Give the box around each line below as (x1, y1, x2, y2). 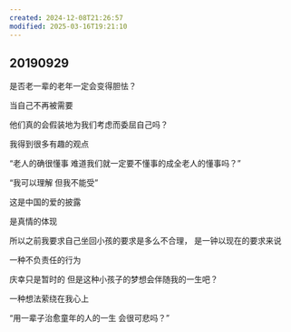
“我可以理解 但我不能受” (9, 177, 99, 188)
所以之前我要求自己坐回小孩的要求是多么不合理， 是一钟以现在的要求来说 (9, 236, 282, 246)
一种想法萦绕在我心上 (9, 293, 89, 305)
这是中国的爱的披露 (9, 196, 82, 207)
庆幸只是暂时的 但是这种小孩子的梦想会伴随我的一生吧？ (9, 274, 218, 285)
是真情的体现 (9, 216, 57, 227)
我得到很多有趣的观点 (9, 138, 89, 150)
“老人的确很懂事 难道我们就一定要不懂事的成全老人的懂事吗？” (9, 158, 242, 169)
